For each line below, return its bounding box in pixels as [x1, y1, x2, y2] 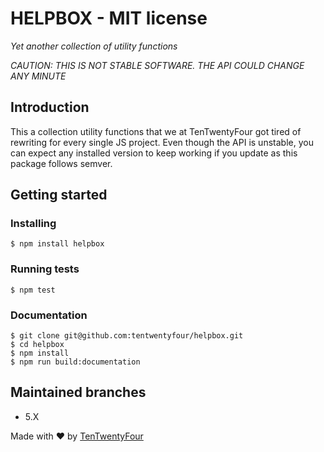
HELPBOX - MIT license [10, 7, 208, 30]
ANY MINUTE [10, 70, 67, 82]
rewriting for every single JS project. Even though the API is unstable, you [10, 136, 314, 148]
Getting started [10, 187, 108, 204]
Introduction [10, 99, 90, 116]
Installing [10, 217, 57, 231]
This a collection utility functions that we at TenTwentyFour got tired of [10, 125, 302, 137]
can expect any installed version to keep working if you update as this [10, 147, 298, 159]
